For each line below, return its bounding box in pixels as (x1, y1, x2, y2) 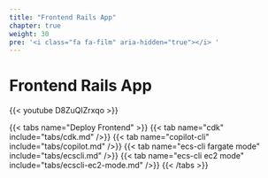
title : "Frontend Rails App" (9, 12, 117, 22)
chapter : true (9, 21, 62, 30)
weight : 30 (9, 29, 50, 38)
